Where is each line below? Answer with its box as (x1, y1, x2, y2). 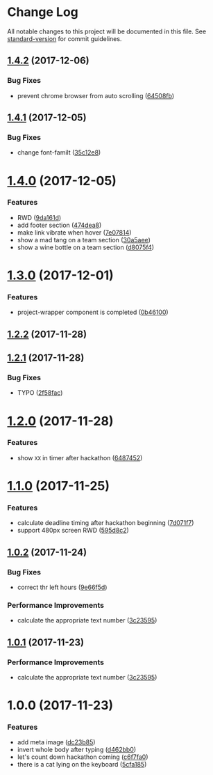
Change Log (7, 4, 78, 20)
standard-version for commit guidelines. (7, 34, 122, 42)
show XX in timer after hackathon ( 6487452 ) (17, 453, 143, 462)
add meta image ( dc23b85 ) (17, 738, 96, 746)
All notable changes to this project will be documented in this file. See (7, 27, 207, 36)
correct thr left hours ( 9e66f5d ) (17, 583, 108, 592)
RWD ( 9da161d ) (17, 213, 62, 221)
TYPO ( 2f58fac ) (17, 389, 63, 397)
